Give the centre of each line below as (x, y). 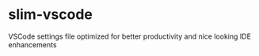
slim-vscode (50, 15)
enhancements (32, 44)
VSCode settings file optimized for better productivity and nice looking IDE (130, 36)
